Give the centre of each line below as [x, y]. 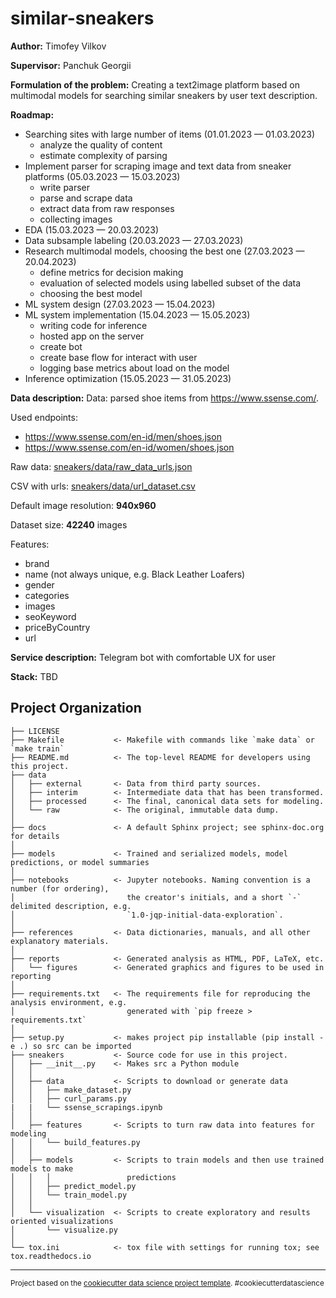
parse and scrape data [86, 198]
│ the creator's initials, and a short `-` [156, 897]
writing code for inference [93, 325]
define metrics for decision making [111, 272]
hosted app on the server [92, 336]
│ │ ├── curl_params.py [69, 1098]
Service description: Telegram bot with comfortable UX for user [143, 657]
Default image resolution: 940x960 [83, 505]
